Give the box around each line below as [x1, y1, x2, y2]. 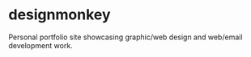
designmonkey [8, 6, 111, 24]
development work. [8, 40, 73, 50]
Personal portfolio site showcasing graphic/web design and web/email [8, 32, 243, 42]
